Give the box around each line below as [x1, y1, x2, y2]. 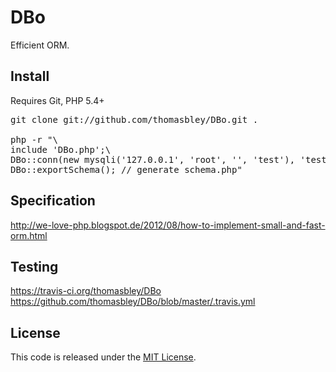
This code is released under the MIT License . [10, 351, 197, 363]
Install [10, 68, 50, 85]
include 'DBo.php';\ [10, 144, 112, 155]
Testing [10, 258, 59, 275]
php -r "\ [10, 134, 58, 145]
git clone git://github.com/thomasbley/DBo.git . [10, 114, 259, 125]
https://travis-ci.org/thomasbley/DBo [10, 285, 162, 297]
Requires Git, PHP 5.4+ [10, 94, 105, 106]
